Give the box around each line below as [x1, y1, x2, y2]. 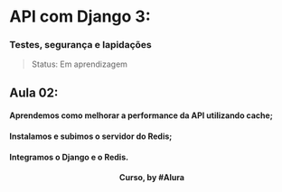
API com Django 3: [9, 6, 151, 27]
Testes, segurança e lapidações [9, 39, 152, 51]
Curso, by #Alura [118, 172, 185, 183]
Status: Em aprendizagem [31, 59, 128, 69]
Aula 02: [9, 85, 59, 100]
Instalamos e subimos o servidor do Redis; [9, 131, 173, 142]
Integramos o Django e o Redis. [9, 151, 129, 162]
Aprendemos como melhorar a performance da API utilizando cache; [9, 110, 273, 121]
